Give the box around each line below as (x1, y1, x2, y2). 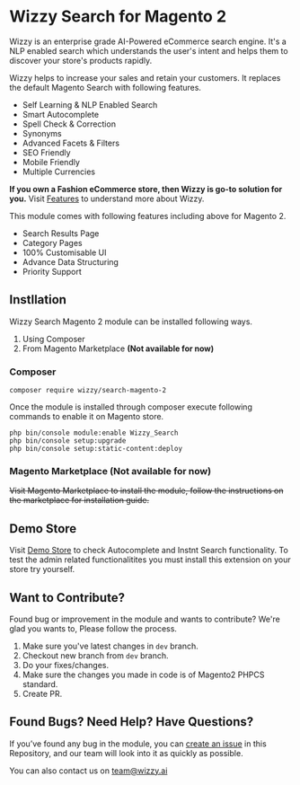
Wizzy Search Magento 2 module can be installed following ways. (9, 316, 253, 327)
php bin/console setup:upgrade (9, 437, 127, 445)
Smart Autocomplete (22, 109, 100, 119)
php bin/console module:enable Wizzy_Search (9, 428, 179, 437)
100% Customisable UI (22, 247, 107, 258)
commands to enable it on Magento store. (9, 411, 164, 422)
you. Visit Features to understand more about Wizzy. (9, 193, 205, 204)
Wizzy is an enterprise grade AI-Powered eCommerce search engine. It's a (9, 36, 287, 47)
